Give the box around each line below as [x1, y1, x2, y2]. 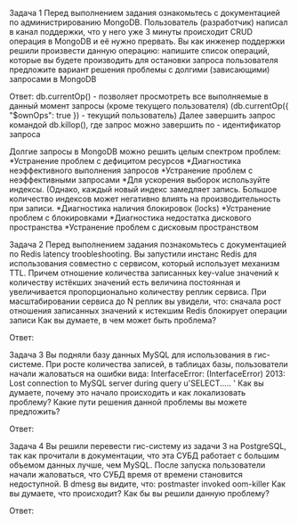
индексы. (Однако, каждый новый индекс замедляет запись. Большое [9, 184, 278, 194]
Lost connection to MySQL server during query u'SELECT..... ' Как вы [9, 378, 264, 388]
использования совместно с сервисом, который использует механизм [9, 258, 280, 268]
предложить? [9, 406, 60, 417]
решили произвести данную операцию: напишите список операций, [9, 45, 270, 56]
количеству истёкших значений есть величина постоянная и [9, 277, 241, 288]
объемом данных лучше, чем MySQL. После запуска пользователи [9, 460, 266, 470]
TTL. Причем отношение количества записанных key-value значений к [9, 267, 279, 278]
